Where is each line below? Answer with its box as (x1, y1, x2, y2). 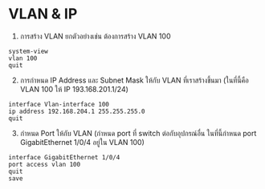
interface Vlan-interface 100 (8, 100, 110, 108)
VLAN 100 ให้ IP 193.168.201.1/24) (19, 84, 128, 94)
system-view (8, 47, 48, 55)
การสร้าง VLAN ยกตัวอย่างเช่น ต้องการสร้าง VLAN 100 (19, 31, 171, 41)
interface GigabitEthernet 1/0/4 (8, 153, 120, 161)
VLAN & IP (8, 5, 78, 23)
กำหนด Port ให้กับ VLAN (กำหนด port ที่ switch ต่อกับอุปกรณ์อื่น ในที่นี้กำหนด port (19, 128, 257, 138)
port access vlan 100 (8, 160, 81, 168)
